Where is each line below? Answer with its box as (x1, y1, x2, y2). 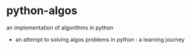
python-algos (6, 4, 78, 18)
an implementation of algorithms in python (6, 24, 114, 31)
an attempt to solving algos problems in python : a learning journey (15, 36, 185, 43)
